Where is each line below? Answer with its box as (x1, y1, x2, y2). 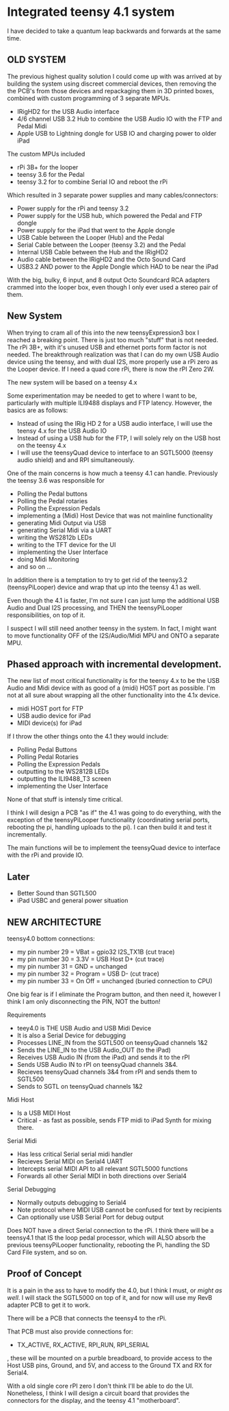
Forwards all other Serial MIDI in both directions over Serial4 (16, 1172, 187, 1180)
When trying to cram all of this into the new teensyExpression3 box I (7, 328, 200, 337)
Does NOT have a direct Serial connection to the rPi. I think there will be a (7, 1227, 214, 1234)
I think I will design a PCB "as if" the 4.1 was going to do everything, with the (7, 808, 221, 817)
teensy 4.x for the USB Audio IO (16, 426, 107, 435)
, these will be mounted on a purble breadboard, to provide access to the (7, 1353, 213, 1362)
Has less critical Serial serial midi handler (16, 1150, 133, 1158)
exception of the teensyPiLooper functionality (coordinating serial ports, (7, 816, 210, 824)
